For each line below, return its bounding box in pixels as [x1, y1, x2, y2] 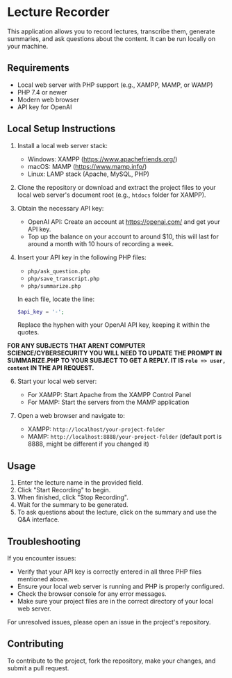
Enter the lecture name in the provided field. [17, 478, 144, 487]
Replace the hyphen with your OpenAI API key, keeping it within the [17, 321, 210, 329]
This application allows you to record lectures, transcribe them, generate [7, 27, 215, 35]
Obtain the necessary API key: [17, 204, 104, 212]
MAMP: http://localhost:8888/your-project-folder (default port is [27, 433, 222, 441]
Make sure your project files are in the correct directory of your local [17, 597, 214, 606]
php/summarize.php [27, 282, 81, 289]
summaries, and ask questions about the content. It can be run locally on [7, 34, 216, 42]
